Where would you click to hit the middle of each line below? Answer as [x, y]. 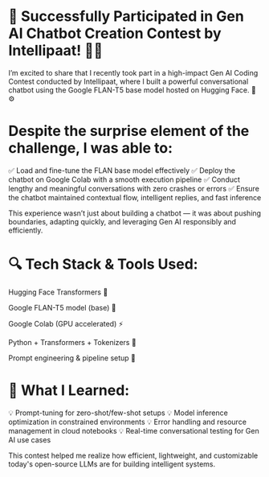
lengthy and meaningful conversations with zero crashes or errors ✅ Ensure [134, 188]
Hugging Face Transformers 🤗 [58, 292]
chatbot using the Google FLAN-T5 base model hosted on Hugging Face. [129, 90]
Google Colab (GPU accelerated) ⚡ [66, 323]
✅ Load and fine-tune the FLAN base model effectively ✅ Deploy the [122, 170]
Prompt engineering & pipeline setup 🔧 [72, 358]
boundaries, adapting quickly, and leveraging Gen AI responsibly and [122, 221]
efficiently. [26, 230]
